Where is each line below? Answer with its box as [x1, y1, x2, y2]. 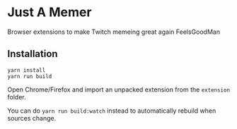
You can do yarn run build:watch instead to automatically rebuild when [7, 106, 216, 115]
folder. [7, 92, 26, 101]
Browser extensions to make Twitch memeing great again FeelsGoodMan [7, 27, 221, 36]
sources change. [7, 113, 57, 122]
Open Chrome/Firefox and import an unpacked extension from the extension [7, 85, 231, 94]
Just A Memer [7, 4, 92, 20]
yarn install [7, 66, 46, 74]
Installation [7, 48, 58, 60]
